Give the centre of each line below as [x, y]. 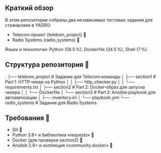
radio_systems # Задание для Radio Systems [51, 102]
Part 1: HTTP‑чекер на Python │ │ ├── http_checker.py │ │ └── [70, 82]
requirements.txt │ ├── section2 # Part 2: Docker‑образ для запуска [75, 87]
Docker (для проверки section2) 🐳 [47, 140]
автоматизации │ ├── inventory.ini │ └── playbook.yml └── [67, 97]
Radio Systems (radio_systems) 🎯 [46, 40]
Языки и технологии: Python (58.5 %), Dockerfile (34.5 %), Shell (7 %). [77, 49]
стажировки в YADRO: [28, 25]
